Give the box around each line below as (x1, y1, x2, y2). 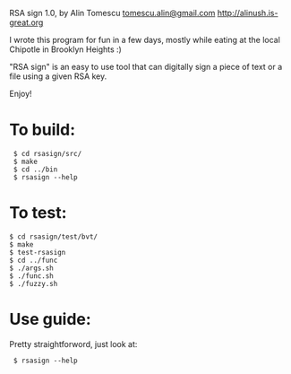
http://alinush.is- (217, 8, 278, 18)
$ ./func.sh (9, 271, 54, 281)
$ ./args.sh (9, 264, 54, 273)
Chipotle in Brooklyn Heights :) (9, 44, 123, 55)
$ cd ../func (9, 256, 58, 265)
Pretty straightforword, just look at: (9, 338, 138, 349)
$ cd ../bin (13, 165, 58, 174)
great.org (9, 17, 44, 28)
